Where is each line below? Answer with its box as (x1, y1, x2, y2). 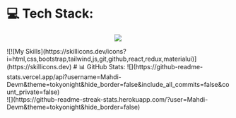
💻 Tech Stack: (6, 6, 94, 22)
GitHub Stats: (86, 62, 126, 71)
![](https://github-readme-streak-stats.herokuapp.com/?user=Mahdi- (6, 95, 208, 103)
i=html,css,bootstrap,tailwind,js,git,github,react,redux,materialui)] (6, 54, 197, 63)
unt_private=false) (6, 88, 60, 96)
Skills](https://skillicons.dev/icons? (25, 47, 126, 55)
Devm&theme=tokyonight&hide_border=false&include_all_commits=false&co (6, 80, 230, 88)
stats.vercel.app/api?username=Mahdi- (6, 72, 122, 81)
